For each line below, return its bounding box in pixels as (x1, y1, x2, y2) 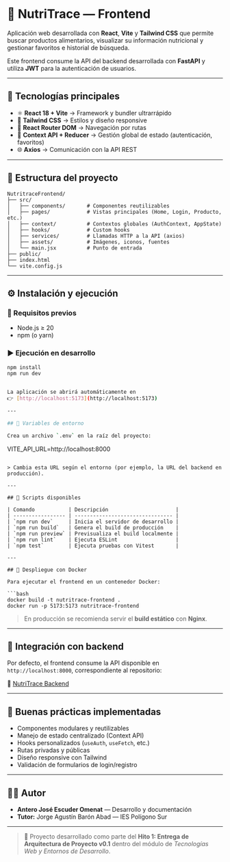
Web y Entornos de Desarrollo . (23, 847, 111, 855)
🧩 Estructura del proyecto (7, 172, 118, 184)
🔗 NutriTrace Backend (7, 680, 70, 688)
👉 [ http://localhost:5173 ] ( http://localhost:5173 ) (7, 395, 158, 402)
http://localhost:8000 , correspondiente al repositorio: (7, 666, 162, 674)
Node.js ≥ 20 (16, 324, 54, 332)
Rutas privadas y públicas (16, 746, 90, 755)
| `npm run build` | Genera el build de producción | (7, 524, 179, 531)
